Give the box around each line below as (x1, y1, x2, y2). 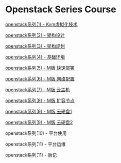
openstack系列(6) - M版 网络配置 (5, 75, 75, 81)
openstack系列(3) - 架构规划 (5, 43, 65, 49)
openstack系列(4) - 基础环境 (5, 54, 65, 60)
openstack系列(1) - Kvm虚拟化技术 (5, 21, 78, 27)
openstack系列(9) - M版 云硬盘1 (5, 108, 72, 114)
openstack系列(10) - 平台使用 (5, 130, 67, 136)
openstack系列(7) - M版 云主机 (5, 86, 70, 93)
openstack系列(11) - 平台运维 (5, 141, 66, 147)
